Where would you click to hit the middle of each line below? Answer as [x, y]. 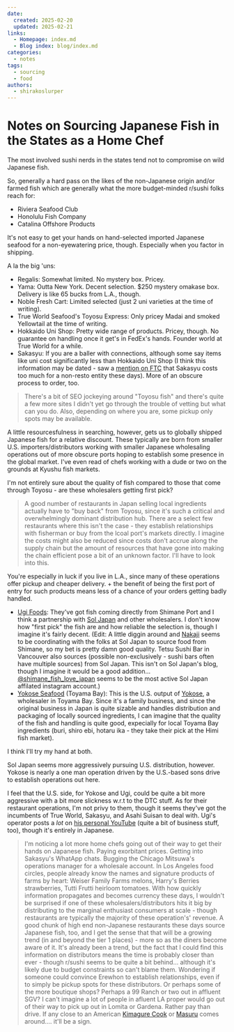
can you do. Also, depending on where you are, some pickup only [118, 411]
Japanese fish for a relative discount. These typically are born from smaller [115, 440]
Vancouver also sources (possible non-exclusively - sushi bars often [116, 656]
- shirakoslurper [39, 91]
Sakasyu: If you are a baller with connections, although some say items [119, 353]
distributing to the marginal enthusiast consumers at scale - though [120, 911]
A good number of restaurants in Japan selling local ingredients [115, 504]
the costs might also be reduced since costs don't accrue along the [121, 541]
